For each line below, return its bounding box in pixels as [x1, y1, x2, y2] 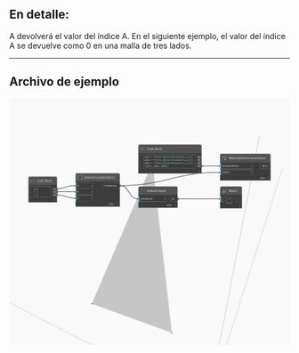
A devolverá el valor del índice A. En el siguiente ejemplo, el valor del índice [9, 30, 287, 41]
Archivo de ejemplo [9, 75, 120, 90]
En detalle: [9, 7, 69, 22]
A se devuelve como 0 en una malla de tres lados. [9, 40, 192, 51]
